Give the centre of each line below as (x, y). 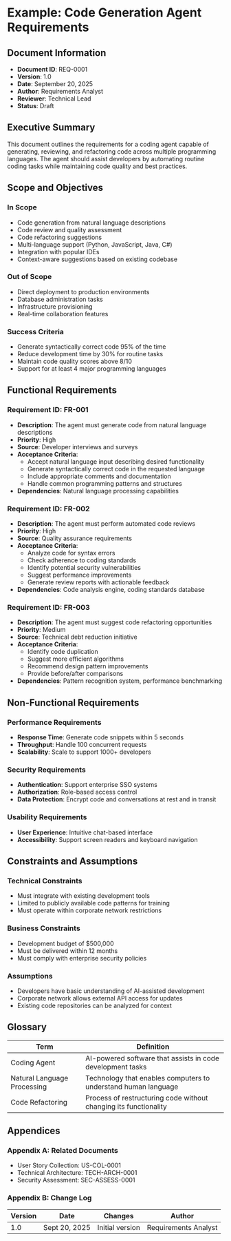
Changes (119, 1216)
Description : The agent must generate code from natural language (112, 424)
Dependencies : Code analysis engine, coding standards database (111, 590)
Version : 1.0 (34, 76)
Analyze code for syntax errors (71, 553)
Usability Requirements (47, 817)
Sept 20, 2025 (67, 1227)
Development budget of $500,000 (66, 943)
